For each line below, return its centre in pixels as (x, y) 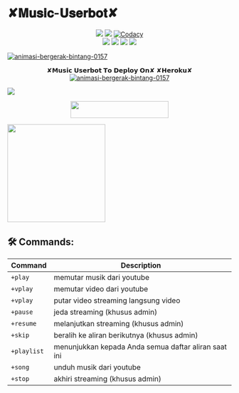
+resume (24, 324)
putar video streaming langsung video (117, 300)
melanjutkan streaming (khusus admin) (119, 324)
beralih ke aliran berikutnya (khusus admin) (126, 335)
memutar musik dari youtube (102, 278)
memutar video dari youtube (101, 289)
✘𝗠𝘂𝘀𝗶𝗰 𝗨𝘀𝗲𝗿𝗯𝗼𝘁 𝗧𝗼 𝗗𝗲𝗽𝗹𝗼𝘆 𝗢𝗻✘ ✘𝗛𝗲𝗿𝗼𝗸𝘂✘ (119, 70)
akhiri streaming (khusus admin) (107, 379)
